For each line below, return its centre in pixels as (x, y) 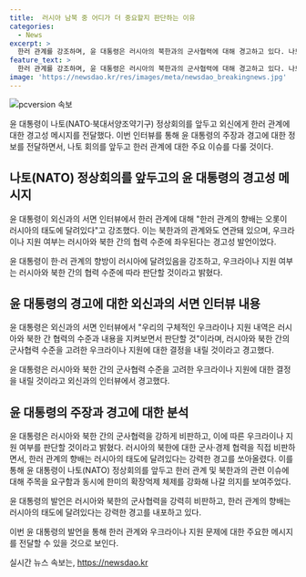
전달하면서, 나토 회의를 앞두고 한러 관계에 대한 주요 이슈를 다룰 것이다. (150, 146)
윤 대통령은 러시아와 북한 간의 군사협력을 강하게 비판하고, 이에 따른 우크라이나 (147, 436)
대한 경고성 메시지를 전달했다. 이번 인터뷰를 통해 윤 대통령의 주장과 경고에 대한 (148, 135)
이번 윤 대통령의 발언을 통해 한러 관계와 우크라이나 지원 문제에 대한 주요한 (139, 532)
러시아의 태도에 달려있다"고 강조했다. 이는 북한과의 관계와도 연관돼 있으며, (140, 230)
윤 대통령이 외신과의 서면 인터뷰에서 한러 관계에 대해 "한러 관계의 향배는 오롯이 (148, 219)
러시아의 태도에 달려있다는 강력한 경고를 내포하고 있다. (106, 512)
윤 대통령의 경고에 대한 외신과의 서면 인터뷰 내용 (135, 303)
